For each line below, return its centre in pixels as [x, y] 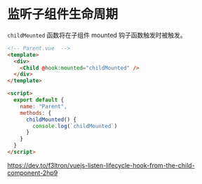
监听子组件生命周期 [63, 14]
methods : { [36, 113]
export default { [39, 100]
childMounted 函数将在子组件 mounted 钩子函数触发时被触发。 [97, 35]
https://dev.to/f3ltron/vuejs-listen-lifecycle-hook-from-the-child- [101, 165]
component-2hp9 [33, 173]
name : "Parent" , [44, 106]
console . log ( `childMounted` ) [75, 126]
